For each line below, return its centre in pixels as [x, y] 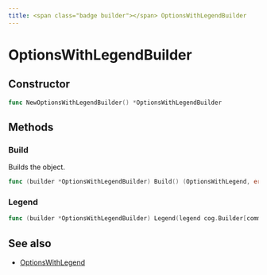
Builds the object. [37, 167]
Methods [31, 127]
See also [30, 243]
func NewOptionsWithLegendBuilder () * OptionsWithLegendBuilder [115, 103]
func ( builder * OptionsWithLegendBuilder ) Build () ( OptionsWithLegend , [129, 182]
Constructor [39, 84]
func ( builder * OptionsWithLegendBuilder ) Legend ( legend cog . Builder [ [128, 219]
